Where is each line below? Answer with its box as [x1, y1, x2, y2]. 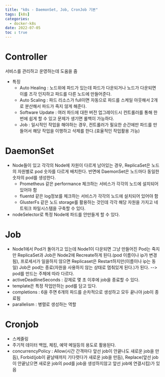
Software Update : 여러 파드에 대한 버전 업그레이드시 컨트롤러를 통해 [19, 109, 153, 115]
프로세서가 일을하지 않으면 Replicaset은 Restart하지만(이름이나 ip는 [20, 258, 151, 264]
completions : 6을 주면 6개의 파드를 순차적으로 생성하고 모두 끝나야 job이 [12, 289, 154, 295]
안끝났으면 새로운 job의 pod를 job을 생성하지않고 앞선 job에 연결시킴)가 [17, 360, 155, 366]
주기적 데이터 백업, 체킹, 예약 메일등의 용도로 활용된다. [12, 342, 116, 347]
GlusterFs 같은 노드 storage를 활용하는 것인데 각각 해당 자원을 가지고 [19, 199, 153, 205]
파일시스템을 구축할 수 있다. [33, 205, 86, 211]
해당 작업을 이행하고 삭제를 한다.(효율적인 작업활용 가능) [33, 127, 140, 133]
